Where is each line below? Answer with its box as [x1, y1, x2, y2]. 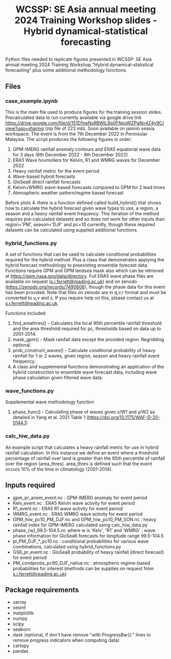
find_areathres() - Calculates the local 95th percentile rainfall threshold [12, 320, 162, 326]
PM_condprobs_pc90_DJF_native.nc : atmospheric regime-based [12, 560, 151, 566]
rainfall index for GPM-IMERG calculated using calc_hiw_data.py [12, 522, 148, 528]
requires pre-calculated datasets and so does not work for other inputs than [5, 216, 165, 222]
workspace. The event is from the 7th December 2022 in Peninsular [5, 131, 148, 137]
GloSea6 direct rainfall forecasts [12, 178, 81, 185]
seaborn [12, 626, 31, 632]
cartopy [12, 643, 30, 649]
